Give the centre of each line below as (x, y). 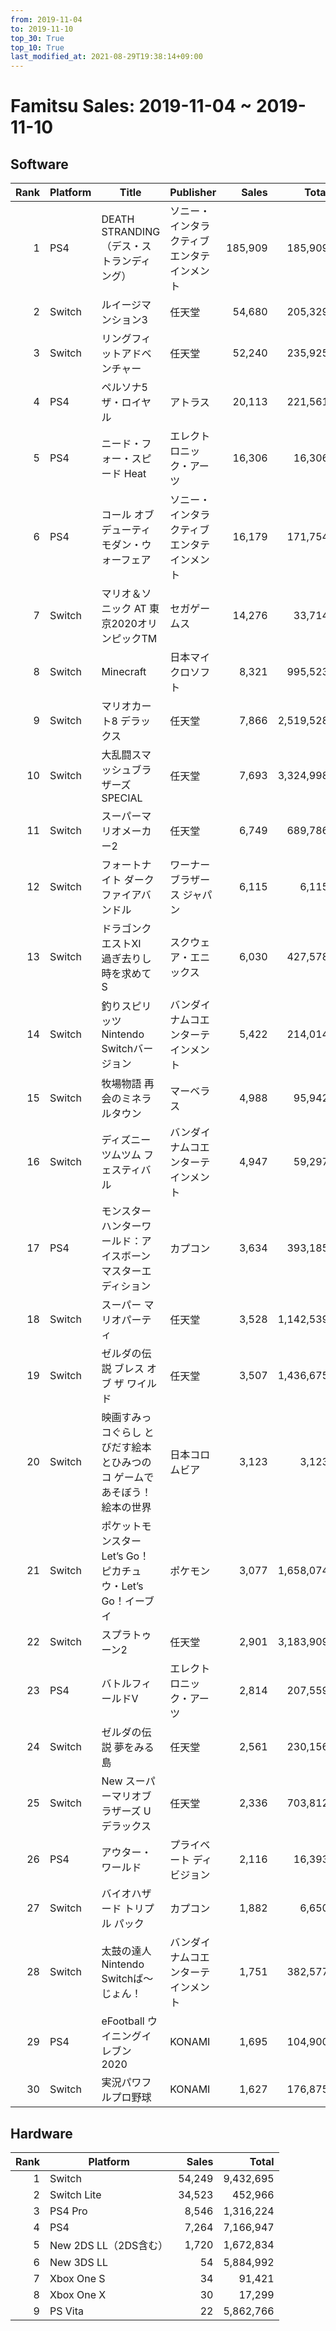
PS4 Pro (68, 2211)
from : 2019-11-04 (46, 19)
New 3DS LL (79, 2262)
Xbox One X (78, 2294)
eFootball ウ (129, 2021)
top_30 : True (37, 38)
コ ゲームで (128, 1478)
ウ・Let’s (122, 1586)
